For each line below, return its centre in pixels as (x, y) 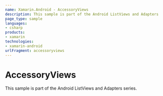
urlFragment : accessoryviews (35, 50)
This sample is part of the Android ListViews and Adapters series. (71, 88)
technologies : (20, 42)
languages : (16, 23)
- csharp (14, 28)
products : (15, 32)
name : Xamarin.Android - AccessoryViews (47, 10)
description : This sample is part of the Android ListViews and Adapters (82, 14)
